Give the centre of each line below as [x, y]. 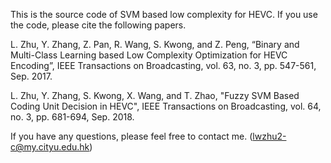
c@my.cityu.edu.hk [50, 147]
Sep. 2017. [31, 76]
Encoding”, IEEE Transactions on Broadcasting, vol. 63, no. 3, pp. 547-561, [163, 65]
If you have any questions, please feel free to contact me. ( [131, 136]
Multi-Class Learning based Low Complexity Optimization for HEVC [149, 55]
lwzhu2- [269, 136]
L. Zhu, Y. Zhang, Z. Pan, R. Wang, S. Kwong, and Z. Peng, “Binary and [155, 44]
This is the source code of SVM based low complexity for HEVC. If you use [164, 14]
